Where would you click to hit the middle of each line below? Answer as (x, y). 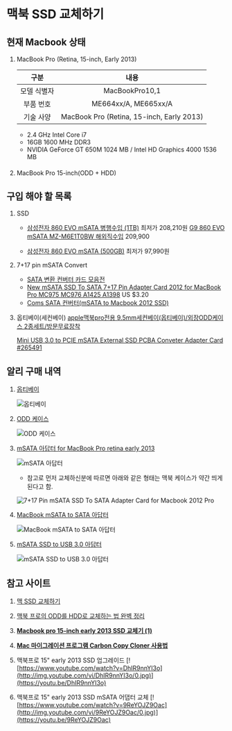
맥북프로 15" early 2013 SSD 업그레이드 (71, 660)
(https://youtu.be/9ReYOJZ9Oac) (64, 720)
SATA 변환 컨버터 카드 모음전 (66, 279)
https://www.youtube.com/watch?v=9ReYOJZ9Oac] (93, 705)
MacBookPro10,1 (132, 91)
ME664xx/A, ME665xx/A (132, 104)
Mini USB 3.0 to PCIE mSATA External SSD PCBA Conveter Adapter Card (120, 340)
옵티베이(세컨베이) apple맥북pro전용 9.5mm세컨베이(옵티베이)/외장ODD (114, 318)
